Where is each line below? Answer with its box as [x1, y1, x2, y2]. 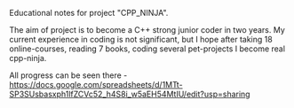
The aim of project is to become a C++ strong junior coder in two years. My [9, 25, 286, 35]
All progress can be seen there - [9, 70, 128, 81]
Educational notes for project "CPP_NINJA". [9, 8, 169, 18]
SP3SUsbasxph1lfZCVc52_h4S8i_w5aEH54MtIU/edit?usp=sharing [9, 89, 250, 99]
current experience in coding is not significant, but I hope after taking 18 [9, 35, 273, 44]
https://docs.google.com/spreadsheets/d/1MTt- [9, 80, 184, 89]
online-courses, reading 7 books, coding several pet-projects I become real [9, 43, 286, 54]
